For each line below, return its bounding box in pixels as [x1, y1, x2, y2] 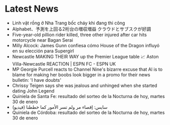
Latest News [5, 3, 59, 15]
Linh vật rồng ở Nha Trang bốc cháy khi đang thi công [12, 20, 125, 26]
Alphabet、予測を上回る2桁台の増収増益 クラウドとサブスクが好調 [12, 26, 151, 32]
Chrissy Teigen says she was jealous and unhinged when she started [12, 82, 157, 88]
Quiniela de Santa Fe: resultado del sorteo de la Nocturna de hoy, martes [12, 93, 165, 99]
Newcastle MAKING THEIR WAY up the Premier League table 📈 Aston [12, 53, 159, 59]
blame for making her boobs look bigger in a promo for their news [12, 72, 151, 78]
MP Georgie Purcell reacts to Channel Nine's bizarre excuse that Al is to [12, 66, 163, 72]
